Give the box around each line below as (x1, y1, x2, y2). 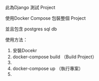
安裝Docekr (12, 48, 37, 53)
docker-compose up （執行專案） (12, 65, 84, 71)
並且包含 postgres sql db (5, 26, 57, 32)
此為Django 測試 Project (5, 5, 55, 10)
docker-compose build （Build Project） (12, 54, 97, 60)
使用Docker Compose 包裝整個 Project (5, 15, 86, 21)
